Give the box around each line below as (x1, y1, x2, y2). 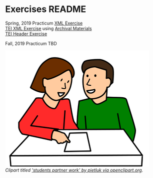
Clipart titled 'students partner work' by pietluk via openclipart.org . (5, 167, 143, 173)
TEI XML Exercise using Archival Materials (5, 25, 92, 31)
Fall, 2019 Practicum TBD (5, 40, 57, 46)
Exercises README (5, 4, 86, 15)
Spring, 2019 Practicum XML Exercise (5, 20, 83, 26)
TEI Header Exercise (5, 31, 47, 37)
